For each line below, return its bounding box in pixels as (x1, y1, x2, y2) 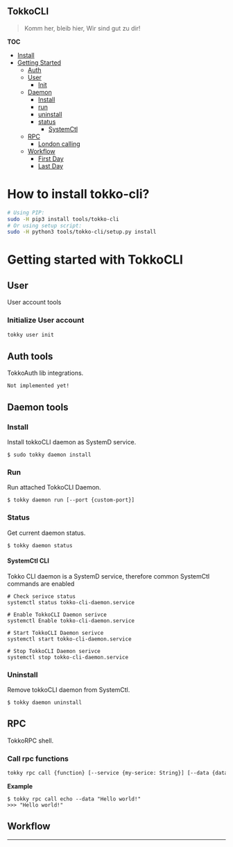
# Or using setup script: (7, 222, 82, 229)
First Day (37, 154, 64, 163)
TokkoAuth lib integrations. (7, 369, 84, 378)
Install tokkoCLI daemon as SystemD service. (7, 437, 137, 446)
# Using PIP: (7, 209, 45, 216)
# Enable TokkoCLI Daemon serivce (7, 611, 107, 618)
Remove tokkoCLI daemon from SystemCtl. (7, 686, 130, 694)
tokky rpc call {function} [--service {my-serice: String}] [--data (7, 770, 209, 777)
